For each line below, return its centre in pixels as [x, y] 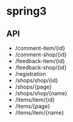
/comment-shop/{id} [41, 55]
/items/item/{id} [35, 100]
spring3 [26, 11]
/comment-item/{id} [40, 48]
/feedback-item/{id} [40, 61]
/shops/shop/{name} [41, 93]
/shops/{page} [33, 87]
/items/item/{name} [40, 113]
